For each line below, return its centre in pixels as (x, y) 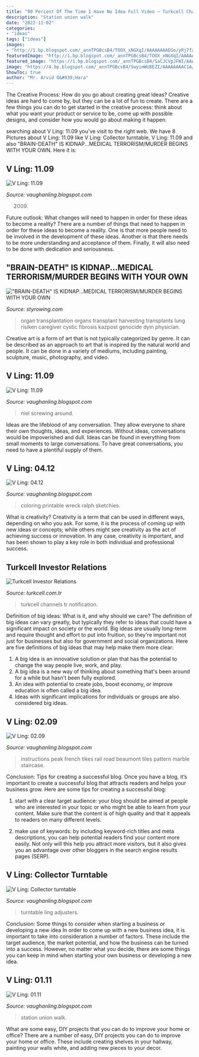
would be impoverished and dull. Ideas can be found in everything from (93, 437)
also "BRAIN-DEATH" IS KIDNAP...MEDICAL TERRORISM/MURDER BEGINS (97, 144)
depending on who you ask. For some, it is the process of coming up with (96, 523)
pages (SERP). (32, 856)
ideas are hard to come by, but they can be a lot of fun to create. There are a (99, 101)
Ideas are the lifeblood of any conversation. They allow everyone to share (96, 424)
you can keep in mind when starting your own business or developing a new (99, 955)
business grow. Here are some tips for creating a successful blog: (86, 789)
